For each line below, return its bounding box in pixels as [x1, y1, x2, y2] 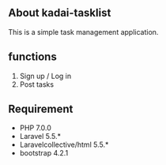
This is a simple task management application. [8, 27, 159, 36]
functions [8, 51, 57, 64]
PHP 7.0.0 [19, 123, 51, 133]
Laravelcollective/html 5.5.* [19, 140, 109, 149]
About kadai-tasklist [8, 6, 111, 20]
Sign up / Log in [19, 71, 72, 81]
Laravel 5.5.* [19, 132, 62, 141]
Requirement [8, 103, 74, 116]
